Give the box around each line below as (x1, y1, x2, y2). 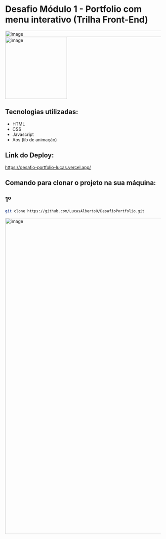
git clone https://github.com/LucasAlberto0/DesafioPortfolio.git (5, 208, 145, 214)
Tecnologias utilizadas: (5, 108, 78, 116)
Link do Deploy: (5, 151, 54, 160)
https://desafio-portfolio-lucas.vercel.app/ (5, 164, 91, 170)
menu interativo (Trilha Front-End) (5, 14, 148, 25)
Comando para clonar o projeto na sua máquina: (5, 179, 157, 187)
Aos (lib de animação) (12, 136, 57, 142)
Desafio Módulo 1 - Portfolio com (5, 3, 142, 15)
